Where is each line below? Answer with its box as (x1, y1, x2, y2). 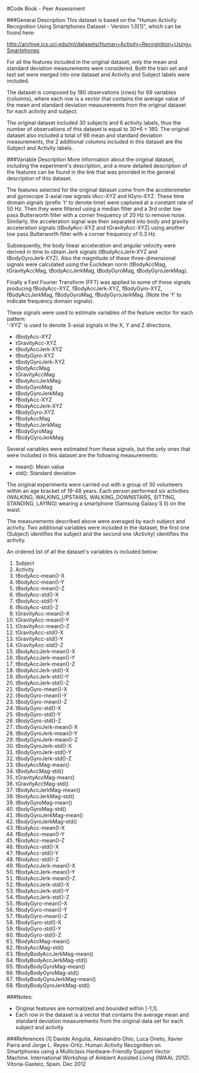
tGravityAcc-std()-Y (15, 635, 64, 642)
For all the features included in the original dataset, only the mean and (7, 59, 178, 65)
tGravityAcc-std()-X (15, 629, 64, 636)
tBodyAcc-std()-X (15, 591, 59, 598)
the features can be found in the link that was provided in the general (7, 168, 175, 176)
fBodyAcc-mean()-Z (15, 837, 65, 844)
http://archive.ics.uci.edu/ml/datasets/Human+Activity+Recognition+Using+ (7, 41, 192, 47)
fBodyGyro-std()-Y (15, 925, 62, 932)
